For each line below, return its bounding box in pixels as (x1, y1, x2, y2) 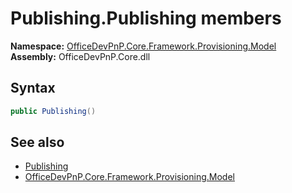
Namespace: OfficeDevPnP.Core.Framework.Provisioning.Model (10, 40, 277, 52)
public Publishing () (10, 106, 97, 116)
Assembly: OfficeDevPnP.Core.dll (10, 50, 151, 62)
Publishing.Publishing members (10, 7, 282, 30)
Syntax (10, 80, 56, 97)
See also (10, 134, 65, 151)
